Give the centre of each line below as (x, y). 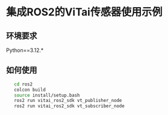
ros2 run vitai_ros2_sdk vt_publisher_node (68, 101)
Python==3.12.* (25, 50)
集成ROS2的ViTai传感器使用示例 (84, 12)
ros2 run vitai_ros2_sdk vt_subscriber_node (69, 106)
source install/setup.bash (47, 95)
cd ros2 (23, 84)
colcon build (30, 90)
